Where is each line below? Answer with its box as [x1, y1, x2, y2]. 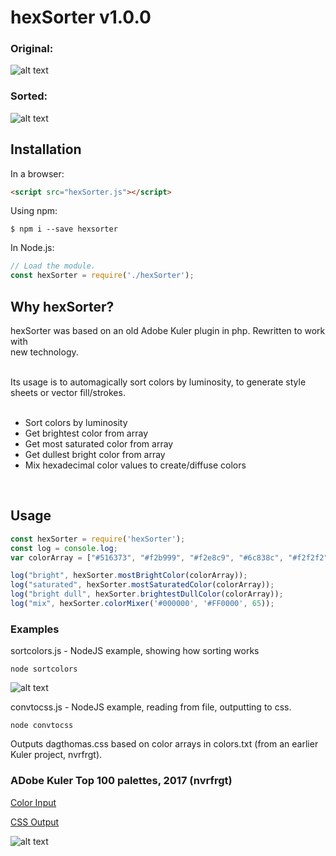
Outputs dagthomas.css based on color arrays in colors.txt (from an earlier [10, 738, 319, 750]
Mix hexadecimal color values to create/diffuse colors [24, 459, 247, 471]
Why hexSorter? [10, 298, 115, 315]
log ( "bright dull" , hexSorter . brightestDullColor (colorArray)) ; [10, 589, 284, 600]
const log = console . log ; [10, 543, 118, 553]
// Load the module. [10, 261, 97, 271]
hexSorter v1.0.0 [10, 6, 152, 29]
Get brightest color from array [24, 427, 149, 440]
